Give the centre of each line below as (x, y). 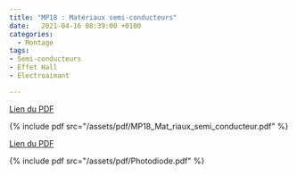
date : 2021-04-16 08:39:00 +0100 (75, 26)
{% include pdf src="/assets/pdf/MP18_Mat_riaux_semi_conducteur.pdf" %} (149, 126)
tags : (19, 51)
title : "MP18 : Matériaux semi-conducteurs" (93, 17)
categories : (31, 34)
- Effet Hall (33, 68)
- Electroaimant (39, 76)
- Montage (35, 42)
